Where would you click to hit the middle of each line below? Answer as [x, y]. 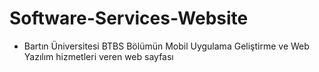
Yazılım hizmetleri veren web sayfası [98, 56]
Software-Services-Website [129, 18]
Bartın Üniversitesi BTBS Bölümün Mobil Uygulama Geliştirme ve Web [166, 46]
